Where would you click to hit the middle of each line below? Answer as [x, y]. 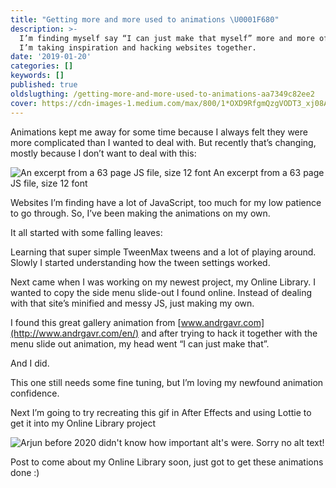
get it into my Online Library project [83, 423]
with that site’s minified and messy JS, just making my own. [132, 303]
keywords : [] [37, 76]
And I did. [30, 363]
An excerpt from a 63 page [269, 172]
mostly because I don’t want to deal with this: [103, 153]
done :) [25, 472]
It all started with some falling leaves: [86, 232]
